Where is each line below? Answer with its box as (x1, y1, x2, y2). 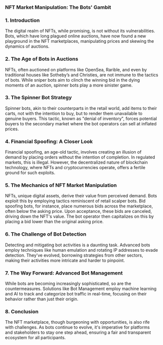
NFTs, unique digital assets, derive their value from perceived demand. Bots (5, 193, 157, 199)
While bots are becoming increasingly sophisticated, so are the (5, 281, 131, 286)
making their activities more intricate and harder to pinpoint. (5, 257, 125, 263)
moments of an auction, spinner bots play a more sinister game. (5, 82, 133, 88)
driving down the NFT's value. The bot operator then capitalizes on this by (5, 213, 154, 220)
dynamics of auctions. (5, 43, 50, 50)
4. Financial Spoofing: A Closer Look (5, 138, 93, 145)
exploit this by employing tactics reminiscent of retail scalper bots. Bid (5, 198, 146, 204)
